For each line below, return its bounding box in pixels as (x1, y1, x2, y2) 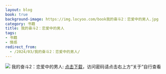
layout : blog (5, 7, 33, 12)
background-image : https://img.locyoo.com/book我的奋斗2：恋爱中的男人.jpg (5, 16, 159, 21)
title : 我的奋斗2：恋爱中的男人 (5, 26, 65, 31)
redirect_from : (5, 44, 37, 49)
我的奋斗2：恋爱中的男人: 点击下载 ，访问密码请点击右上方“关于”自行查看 (11, 63, 161, 69)
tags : (5, 30, 17, 35)
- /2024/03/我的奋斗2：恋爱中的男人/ (10, 49, 80, 54)
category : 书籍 (5, 21, 36, 26)
